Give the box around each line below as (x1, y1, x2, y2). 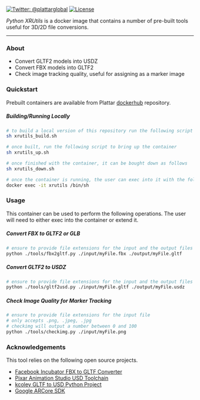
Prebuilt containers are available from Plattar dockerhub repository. (6, 99, 171, 106)
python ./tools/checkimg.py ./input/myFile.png (6, 329, 127, 335)
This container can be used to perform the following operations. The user (6, 210, 186, 217)
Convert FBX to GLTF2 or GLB (6, 230, 80, 237)
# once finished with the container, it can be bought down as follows (6, 160, 187, 167)
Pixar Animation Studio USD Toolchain (14, 374, 109, 382)
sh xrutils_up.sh (6, 149, 49, 155)
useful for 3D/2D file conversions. (6, 24, 89, 30)
